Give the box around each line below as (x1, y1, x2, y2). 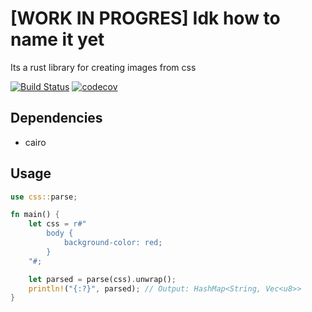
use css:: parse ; (10, 192, 78, 202)
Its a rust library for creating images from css (10, 61, 197, 73)
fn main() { (10, 210, 60, 220)
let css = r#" (28, 219, 87, 229)
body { (46, 228, 74, 239)
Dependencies (10, 110, 103, 127)
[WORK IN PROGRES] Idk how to (10, 7, 281, 30)
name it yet (10, 28, 105, 51)
